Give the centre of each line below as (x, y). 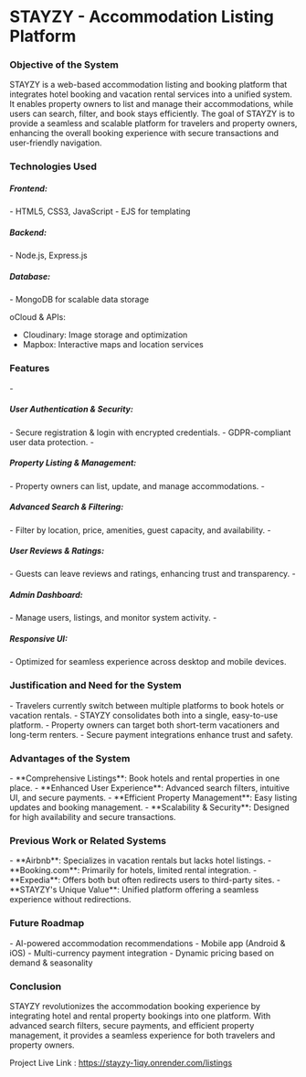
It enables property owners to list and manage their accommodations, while (152, 104)
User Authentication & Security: (72, 410)
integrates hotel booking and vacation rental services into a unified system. (151, 94)
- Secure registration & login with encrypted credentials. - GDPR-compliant (150, 432)
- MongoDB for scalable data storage (79, 300)
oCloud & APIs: (37, 317)
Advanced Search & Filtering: (67, 507)
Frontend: (29, 188)
